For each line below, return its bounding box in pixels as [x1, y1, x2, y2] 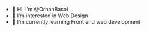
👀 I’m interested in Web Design [11, 12, 88, 19]
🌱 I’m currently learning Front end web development [11, 18, 141, 25]
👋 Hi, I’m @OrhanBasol [11, 6, 68, 13]
